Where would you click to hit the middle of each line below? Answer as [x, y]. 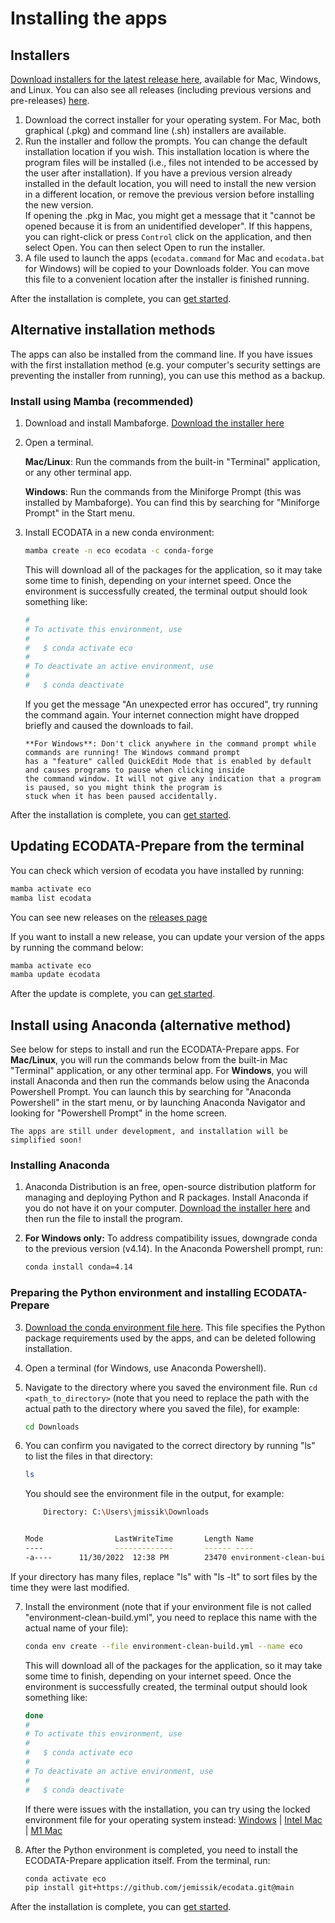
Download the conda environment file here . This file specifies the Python [175, 1327]
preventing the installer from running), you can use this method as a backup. [168, 375]
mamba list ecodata [51, 898]
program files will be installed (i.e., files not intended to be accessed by [171, 162]
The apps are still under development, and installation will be [149, 1132]
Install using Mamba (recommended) [102, 401]
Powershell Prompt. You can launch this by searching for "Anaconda [151, 1092]
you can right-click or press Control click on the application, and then [168, 236]
